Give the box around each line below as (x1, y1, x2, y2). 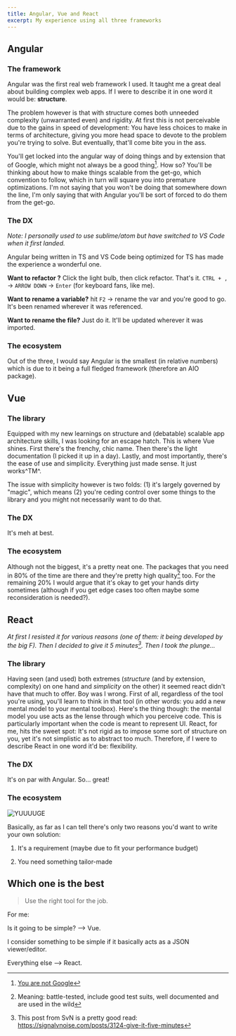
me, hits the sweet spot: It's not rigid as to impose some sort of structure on (7, 727, 227, 736)
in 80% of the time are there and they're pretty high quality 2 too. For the (7, 570, 216, 580)
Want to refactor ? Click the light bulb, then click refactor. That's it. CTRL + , (7, 274, 228, 282)
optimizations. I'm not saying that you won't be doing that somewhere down (7, 183, 227, 191)
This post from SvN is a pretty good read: (17, 1013, 138, 1022)
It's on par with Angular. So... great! (7, 775, 110, 784)
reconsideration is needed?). (7, 594, 91, 602)
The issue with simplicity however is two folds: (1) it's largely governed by (7, 480, 221, 489)
